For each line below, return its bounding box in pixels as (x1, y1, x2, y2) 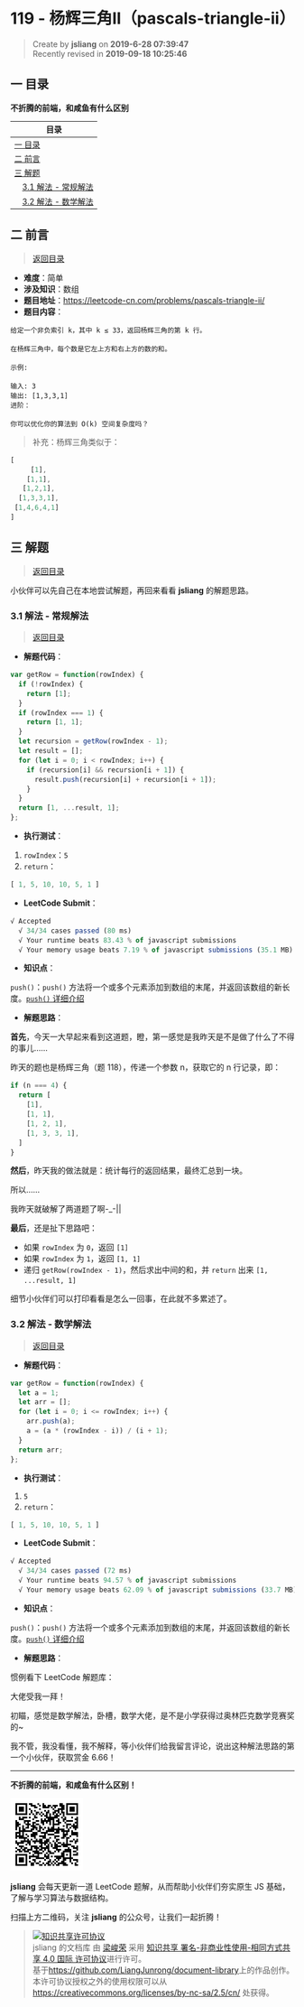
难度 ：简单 (23, 272, 64, 283)
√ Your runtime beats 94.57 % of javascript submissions (18, 1576, 237, 1585)
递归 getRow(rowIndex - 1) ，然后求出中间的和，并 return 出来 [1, (23, 1265, 269, 1276)
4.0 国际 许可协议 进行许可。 (42, 1953, 147, 1964)
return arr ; (18, 1445, 64, 1454)
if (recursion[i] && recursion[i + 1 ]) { (26, 765, 184, 775)
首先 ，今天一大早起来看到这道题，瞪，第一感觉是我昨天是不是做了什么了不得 (10, 1031, 295, 1043)
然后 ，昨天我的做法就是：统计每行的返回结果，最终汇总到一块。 (10, 1166, 247, 1176)
